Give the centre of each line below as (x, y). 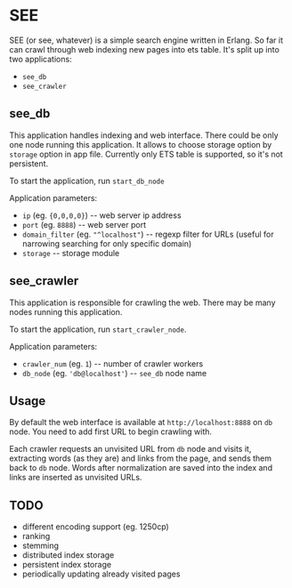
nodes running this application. (66, 311)
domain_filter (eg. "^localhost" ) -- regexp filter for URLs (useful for (148, 234)
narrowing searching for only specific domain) (107, 243)
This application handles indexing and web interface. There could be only (144, 135)
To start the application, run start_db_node (87, 181)
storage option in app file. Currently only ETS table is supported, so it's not (146, 154)
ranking (36, 536)
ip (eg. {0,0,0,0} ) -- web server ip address (101, 215)
